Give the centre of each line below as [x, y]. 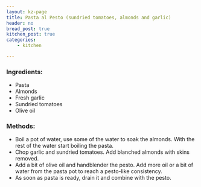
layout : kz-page [27, 12]
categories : [21, 40]
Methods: [21, 126]
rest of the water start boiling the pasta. [64, 146]
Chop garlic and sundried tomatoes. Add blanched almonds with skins [102, 152]
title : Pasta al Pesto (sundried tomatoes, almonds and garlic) [89, 17]
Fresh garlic [30, 98]
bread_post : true [28, 29]
